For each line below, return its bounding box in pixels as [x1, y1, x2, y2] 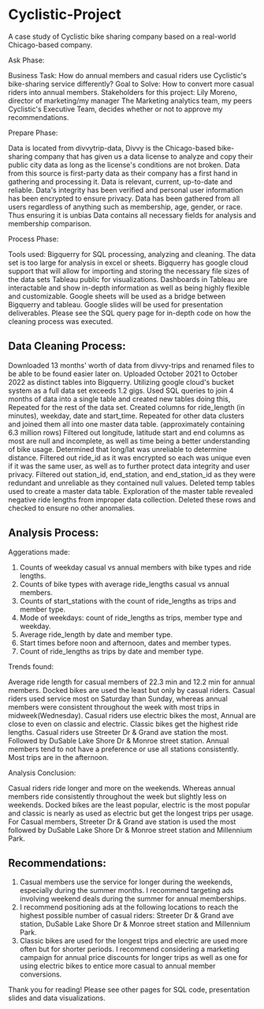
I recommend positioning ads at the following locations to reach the [19, 902, 239, 912]
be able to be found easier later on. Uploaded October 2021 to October [8, 369, 238, 378]
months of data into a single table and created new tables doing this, [8, 393, 231, 404]
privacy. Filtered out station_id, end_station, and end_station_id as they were [8, 469, 256, 479]
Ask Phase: [8, 55, 45, 65]
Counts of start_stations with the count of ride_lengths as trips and [19, 596, 236, 605]
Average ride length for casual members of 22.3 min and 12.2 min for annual [8, 677, 255, 687]
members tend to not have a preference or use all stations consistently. [8, 744, 239, 754]
